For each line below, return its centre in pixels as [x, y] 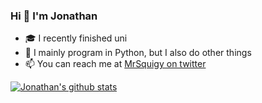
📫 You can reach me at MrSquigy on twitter [115, 64]
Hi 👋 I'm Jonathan [54, 16]
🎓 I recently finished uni [76, 38]
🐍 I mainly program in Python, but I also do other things [138, 53]
